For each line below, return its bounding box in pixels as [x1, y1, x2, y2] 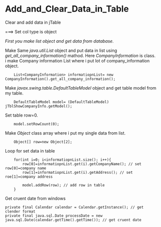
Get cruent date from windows [5, 195, 66, 201]
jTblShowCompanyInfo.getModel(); [5, 104, 73, 108]
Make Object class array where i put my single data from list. [5, 130, 126, 136]
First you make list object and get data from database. [5, 38, 114, 44]
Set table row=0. [5, 112, 38, 118]
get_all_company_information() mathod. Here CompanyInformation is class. [5, 52, 156, 59]
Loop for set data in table [5, 148, 55, 153]
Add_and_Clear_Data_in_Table [5, 3, 129, 15]
